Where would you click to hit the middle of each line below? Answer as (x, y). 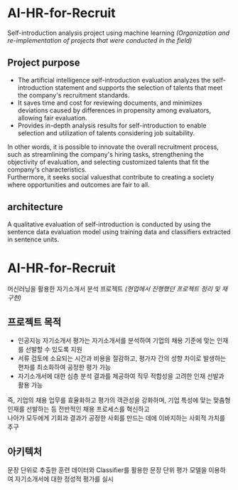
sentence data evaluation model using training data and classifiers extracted (119, 231)
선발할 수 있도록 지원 (54, 350)
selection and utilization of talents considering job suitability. (106, 132)
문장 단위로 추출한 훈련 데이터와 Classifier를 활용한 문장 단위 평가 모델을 (107, 470)
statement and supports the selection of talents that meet (139, 88)
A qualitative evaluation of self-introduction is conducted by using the (109, 224)
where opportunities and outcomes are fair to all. (79, 184)
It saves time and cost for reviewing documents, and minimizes (110, 103)
